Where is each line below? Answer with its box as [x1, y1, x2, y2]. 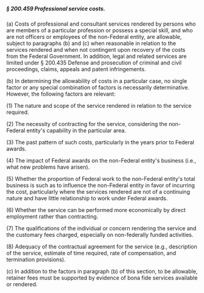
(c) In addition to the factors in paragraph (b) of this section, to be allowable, [6, 267, 198, 275]
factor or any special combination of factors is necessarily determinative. [6, 83, 190, 91]
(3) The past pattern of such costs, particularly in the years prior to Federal [6, 138, 195, 146]
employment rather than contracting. [6, 213, 99, 220]
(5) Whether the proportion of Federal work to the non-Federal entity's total [6, 175, 195, 182]
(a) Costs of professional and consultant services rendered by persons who [6, 20, 196, 27]
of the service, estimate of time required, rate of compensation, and [6, 249, 177, 256]
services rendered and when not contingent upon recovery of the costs [6, 46, 186, 53]
